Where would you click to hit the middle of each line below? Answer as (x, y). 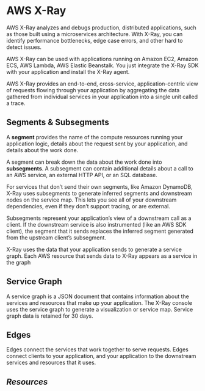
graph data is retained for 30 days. (50, 316)
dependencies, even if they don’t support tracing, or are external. (88, 206)
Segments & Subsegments (58, 122)
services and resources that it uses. (51, 363)
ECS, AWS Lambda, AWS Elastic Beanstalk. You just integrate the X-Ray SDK (103, 65)
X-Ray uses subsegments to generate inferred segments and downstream (99, 193)
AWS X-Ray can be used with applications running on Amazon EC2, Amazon (102, 59)
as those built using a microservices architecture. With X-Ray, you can (95, 34)
